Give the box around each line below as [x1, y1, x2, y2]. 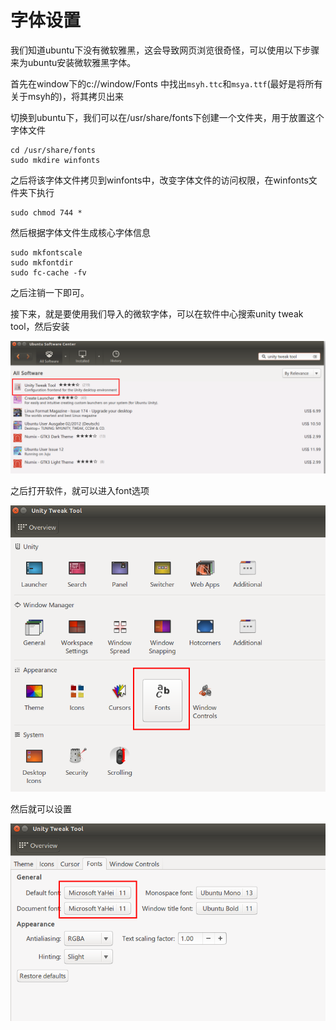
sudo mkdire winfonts [10, 155, 101, 165]
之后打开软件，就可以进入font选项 [10, 484, 150, 496]
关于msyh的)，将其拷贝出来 [10, 90, 124, 102]
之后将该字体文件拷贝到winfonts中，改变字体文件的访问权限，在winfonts [10, 174, 309, 186]
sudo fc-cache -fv [10, 267, 87, 278]
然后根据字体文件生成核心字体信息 [10, 226, 151, 238]
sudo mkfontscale [10, 247, 83, 258]
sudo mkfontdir [10, 257, 74, 268]
